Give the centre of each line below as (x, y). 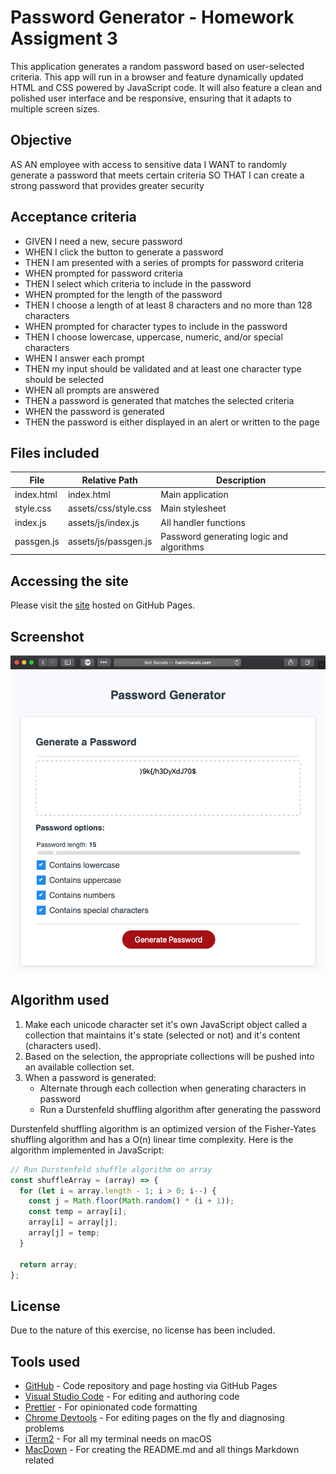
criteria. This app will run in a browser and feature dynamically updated (157, 77)
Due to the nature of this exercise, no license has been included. (143, 1330)
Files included (55, 452)
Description (241, 480)
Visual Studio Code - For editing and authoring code (132, 1396)
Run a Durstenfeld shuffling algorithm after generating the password (180, 1109)
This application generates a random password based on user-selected (157, 66)
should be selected (64, 379)
